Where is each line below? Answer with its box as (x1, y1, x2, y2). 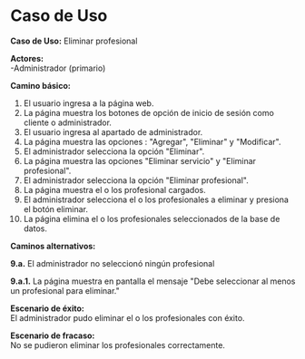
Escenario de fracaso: (10, 330, 95, 341)
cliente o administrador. (23, 117, 113, 128)
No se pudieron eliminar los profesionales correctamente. (10, 339, 226, 350)
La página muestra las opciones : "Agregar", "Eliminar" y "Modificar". (23, 136, 281, 147)
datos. (23, 223, 48, 234)
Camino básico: (10, 80, 71, 91)
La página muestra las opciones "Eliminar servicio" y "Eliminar (23, 155, 257, 166)
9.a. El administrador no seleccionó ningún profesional (10, 257, 215, 268)
